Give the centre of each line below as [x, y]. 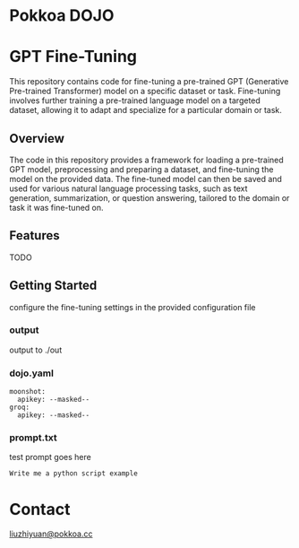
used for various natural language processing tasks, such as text [128, 188]
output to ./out [36, 350]
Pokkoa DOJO [62, 16]
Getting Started [53, 286]
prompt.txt [34, 438]
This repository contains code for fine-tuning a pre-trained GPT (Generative [149, 82]
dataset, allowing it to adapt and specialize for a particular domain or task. [145, 110]
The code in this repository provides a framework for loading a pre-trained [146, 160]
